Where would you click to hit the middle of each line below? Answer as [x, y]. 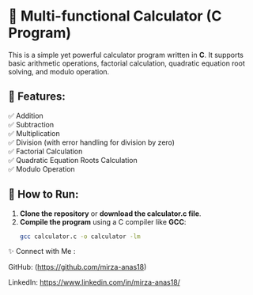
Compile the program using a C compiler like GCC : [103, 221]
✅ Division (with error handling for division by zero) [92, 142]
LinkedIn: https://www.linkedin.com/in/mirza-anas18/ [94, 282]
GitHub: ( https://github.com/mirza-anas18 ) [77, 267]
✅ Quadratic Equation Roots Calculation [73, 160]
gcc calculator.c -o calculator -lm [80, 236]
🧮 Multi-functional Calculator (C [115, 16]
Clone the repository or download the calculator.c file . [110, 214]
